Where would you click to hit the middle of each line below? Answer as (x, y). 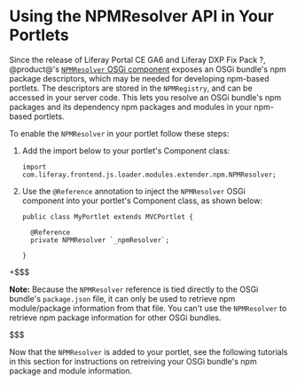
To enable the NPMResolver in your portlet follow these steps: (119, 133)
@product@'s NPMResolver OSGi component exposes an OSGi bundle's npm (148, 69)
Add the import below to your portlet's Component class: (126, 150)
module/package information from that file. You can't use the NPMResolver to (148, 308)
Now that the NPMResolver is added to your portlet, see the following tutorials (148, 351)
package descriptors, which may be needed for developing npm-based (139, 78)
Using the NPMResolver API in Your (142, 16)
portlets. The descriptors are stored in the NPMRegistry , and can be (131, 88)
